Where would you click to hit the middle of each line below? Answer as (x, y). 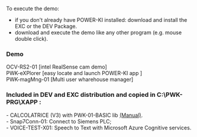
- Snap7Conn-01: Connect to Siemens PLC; (59, 121)
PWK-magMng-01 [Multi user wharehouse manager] (70, 80)
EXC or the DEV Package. (46, 26)
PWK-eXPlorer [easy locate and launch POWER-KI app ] (74, 73)
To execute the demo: (33, 9)
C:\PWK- (170, 95)
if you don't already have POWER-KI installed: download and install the (101, 20)
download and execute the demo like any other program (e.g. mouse (98, 32)
